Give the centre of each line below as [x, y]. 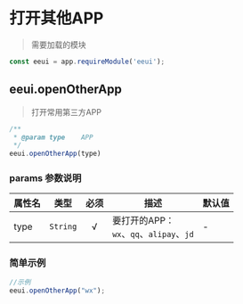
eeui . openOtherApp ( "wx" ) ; [57, 291]
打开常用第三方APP [66, 111]
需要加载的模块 [58, 45]
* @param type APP [53, 137]
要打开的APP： [144, 221]
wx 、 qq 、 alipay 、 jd [153, 234]
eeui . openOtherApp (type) [55, 154]
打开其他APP [57, 18]
